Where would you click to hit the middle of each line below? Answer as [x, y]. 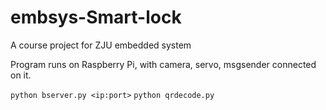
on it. [21, 75]
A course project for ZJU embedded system [101, 45]
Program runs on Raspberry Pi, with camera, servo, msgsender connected [163, 64]
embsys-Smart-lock [96, 17]
